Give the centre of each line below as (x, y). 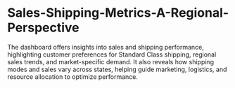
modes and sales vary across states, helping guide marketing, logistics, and (117, 69)
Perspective (43, 28)
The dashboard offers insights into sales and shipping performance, (106, 47)
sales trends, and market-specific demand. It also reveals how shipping (111, 61)
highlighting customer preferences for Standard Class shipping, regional (112, 54)
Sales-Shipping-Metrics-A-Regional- (118, 13)
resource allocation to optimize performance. (73, 76)
